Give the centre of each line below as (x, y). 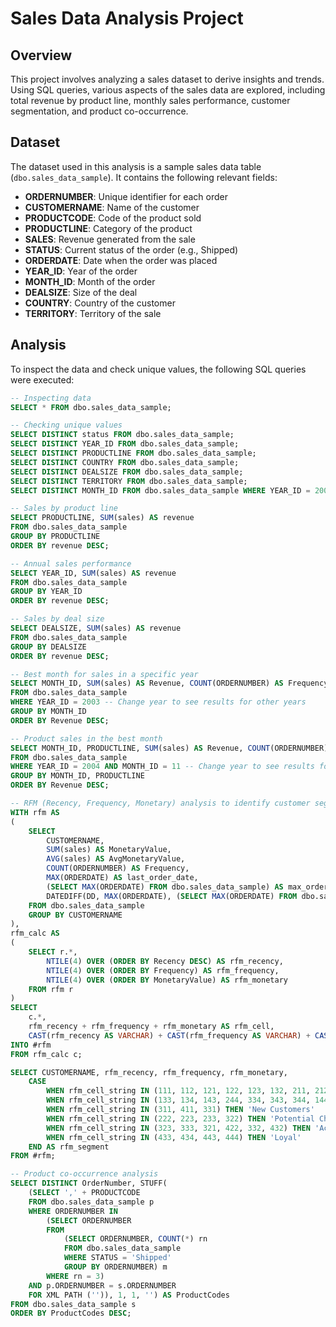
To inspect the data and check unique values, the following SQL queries (158, 369)
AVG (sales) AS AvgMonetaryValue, (116, 859)
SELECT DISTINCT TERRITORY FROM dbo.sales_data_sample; (129, 481)
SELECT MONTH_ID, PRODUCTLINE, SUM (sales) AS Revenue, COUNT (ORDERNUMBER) (169, 748)
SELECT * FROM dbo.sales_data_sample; (91, 407)
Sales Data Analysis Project (127, 18)
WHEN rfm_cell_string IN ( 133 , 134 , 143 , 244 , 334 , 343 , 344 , (178, 1100)
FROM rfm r (51, 989)
